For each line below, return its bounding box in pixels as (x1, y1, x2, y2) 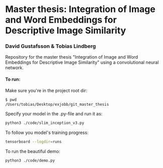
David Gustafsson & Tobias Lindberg (5, 43, 96, 50)
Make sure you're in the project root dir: (5, 87, 88, 93)
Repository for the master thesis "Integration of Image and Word (5, 54, 138, 60)
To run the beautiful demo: (5, 148, 60, 154)
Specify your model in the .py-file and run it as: (5, 111, 103, 117)
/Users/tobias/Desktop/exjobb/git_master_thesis (5, 102, 109, 107)
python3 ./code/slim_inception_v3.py (5, 120, 85, 126)
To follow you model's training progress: (5, 129, 89, 136)
